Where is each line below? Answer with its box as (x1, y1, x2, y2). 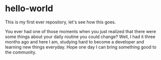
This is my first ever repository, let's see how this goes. (5, 19, 116, 25)
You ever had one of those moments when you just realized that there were (5, 28, 156, 34)
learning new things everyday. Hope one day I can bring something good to (5, 44, 157, 50)
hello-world (5, 3, 54, 14)
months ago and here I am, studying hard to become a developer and (5, 39, 144, 44)
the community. (5, 49, 37, 55)
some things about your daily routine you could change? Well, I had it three (5, 34, 156, 40)
